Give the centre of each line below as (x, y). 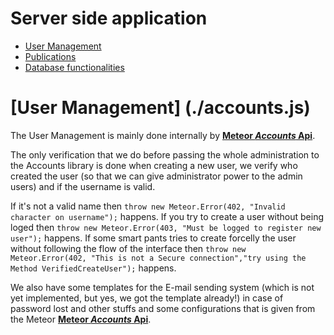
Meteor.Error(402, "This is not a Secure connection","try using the (158, 258)
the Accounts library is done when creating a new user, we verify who (154, 165)
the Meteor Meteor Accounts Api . (81, 319)
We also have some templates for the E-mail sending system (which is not (162, 287)
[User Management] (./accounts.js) (160, 108)
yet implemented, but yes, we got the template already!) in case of (147, 298)
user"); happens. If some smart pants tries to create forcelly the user (153, 238)
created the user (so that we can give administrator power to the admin (156, 176)
